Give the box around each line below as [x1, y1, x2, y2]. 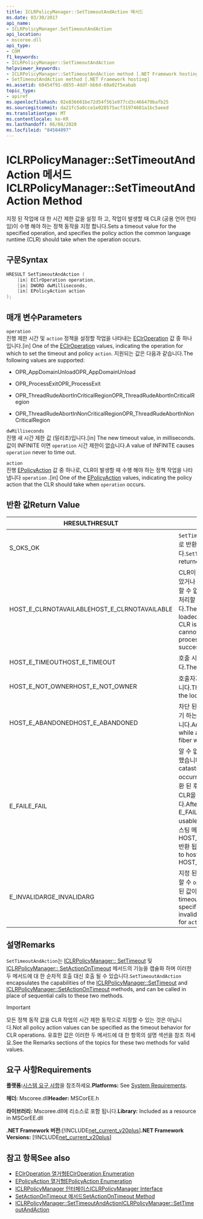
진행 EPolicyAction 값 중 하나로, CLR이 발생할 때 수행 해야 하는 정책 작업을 [6, 466, 182, 473]
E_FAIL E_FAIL [9, 802, 47, 810]
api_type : [6, 43, 31, 49]
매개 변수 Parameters [6, 312, 83, 322]
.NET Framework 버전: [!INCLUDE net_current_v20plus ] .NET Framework [6, 1127, 184, 1134]
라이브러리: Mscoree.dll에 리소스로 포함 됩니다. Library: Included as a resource [6, 1108, 196, 1115]
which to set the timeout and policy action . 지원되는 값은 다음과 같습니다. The [6, 350, 193, 357]
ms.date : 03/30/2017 [6, 15, 59, 21]
